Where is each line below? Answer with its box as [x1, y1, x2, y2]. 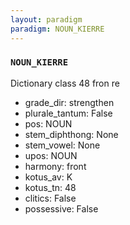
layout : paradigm [10, 14, 83, 25]
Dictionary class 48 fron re [10, 77, 120, 89]
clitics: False [24, 192, 77, 204]
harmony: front [24, 160, 87, 172]
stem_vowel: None [24, 139, 101, 151]
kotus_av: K [24, 171, 73, 183]
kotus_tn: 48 [24, 181, 77, 193]
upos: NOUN [24, 149, 78, 161]
